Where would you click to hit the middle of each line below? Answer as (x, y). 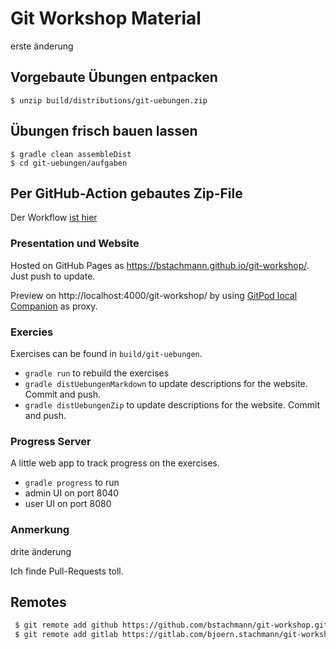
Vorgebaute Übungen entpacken (114, 77)
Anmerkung (40, 530)
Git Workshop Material (106, 18)
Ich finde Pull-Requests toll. (67, 571)
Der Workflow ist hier (54, 218)
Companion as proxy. (54, 306)
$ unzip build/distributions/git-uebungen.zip (109, 100)
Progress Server (51, 441)
